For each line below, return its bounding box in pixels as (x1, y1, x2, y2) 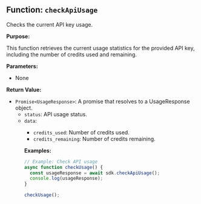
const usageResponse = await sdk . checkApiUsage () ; (29, 169, 160, 176)
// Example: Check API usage (24, 159, 98, 165)
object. (15, 104, 33, 111)
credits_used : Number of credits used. (33, 128, 130, 136)
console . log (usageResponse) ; (29, 176, 104, 182)
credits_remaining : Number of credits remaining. (33, 135, 156, 142)
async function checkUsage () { (24, 164, 104, 170)
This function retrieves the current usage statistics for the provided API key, (6, 44, 195, 51)
